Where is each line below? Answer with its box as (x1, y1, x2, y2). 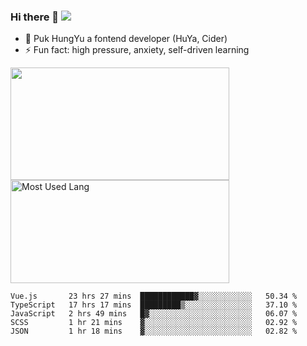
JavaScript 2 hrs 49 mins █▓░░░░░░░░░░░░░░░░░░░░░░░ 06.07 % (10, 309, 298, 319)
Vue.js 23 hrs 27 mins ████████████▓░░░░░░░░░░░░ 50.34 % (10, 291, 298, 302)
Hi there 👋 (10, 10, 60, 24)
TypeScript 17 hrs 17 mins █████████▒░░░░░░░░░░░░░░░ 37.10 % (10, 300, 298, 310)
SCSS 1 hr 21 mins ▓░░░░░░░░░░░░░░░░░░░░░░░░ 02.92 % (10, 318, 298, 328)
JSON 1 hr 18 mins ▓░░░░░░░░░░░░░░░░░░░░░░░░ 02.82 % (10, 326, 298, 337)
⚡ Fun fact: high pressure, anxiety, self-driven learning (24, 44, 250, 56)
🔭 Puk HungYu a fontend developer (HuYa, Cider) (24, 33, 228, 45)
